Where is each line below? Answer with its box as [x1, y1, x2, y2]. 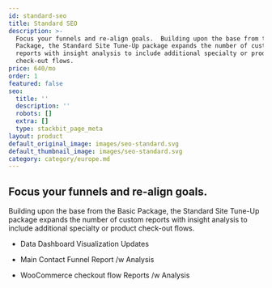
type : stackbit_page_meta [15, 125, 104, 133]
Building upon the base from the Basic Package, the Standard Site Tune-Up [8, 206, 260, 216]
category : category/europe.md [8, 155, 111, 163]
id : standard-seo [8, 11, 67, 20]
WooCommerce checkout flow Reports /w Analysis [19, 270, 190, 280]
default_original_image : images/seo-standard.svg [8, 139, 180, 148]
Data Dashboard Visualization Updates [19, 239, 150, 249]
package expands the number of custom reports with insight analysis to [8, 215, 249, 225]
